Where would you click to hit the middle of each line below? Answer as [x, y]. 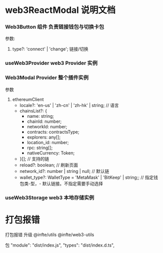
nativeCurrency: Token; [51, 153]
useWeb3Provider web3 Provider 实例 [51, 63]
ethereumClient [28, 99]
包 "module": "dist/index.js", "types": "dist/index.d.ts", [60, 245]
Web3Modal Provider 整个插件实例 [47, 78]
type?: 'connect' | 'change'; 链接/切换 [50, 49]
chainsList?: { [33, 111]
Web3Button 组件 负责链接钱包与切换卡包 [55, 27]
